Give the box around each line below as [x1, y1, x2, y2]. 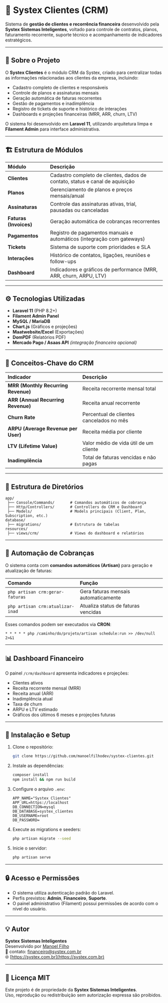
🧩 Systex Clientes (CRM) [5, 4, 109, 16]
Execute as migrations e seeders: [12, 826, 81, 832]
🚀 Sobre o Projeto [5, 56, 60, 64]
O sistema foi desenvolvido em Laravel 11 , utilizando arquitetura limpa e [5, 120, 152, 126]
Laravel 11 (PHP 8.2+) [12, 307, 57, 314]
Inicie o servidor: [12, 845, 47, 851]
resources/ [5, 526, 28, 531]
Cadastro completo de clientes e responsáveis [12, 84, 108, 90]
